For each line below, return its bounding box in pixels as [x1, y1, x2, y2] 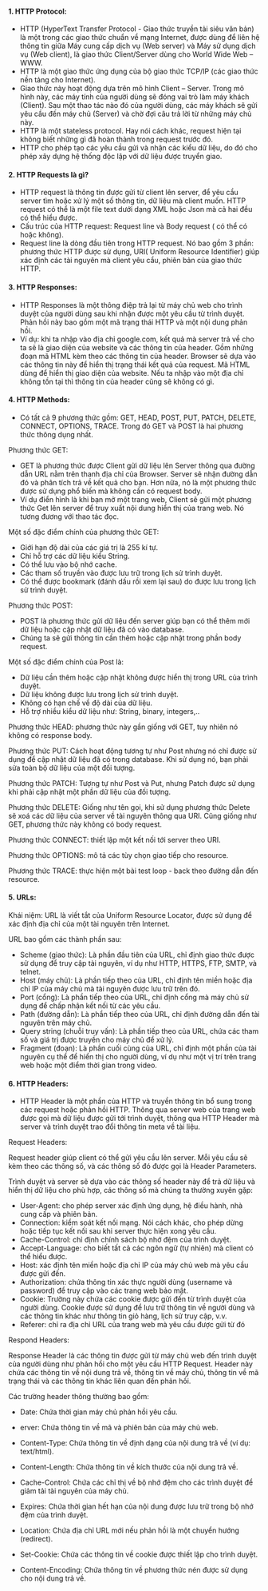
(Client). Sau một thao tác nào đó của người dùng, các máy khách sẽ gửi [19, 101, 258, 110]
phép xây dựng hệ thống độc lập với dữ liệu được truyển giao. [19, 152, 223, 161]
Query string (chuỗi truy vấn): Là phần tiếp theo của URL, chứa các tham [19, 1027, 259, 1036]
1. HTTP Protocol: [8, 6, 68, 16]
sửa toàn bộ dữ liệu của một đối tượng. [8, 763, 136, 772]
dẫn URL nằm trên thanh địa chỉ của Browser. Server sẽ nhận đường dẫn [19, 469, 258, 479]
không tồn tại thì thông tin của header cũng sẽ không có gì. [19, 377, 215, 386]
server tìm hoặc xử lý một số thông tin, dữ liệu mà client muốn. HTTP [19, 196, 246, 205]
